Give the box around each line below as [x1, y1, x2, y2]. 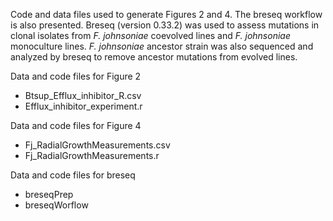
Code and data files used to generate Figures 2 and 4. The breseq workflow [10, 9, 323, 20]
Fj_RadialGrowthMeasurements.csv [24, 139, 171, 151]
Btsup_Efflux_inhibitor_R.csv [24, 90, 142, 101]
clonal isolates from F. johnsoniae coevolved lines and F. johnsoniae [10, 30, 291, 41]
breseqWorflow [24, 199, 89, 211]
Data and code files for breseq [10, 169, 136, 181]
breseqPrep [24, 189, 74, 200]
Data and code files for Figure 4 [10, 120, 142, 131]
